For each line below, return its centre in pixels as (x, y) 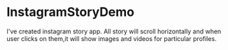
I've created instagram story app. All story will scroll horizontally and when (114, 31)
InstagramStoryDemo (71, 12)
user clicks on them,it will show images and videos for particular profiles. (112, 38)
